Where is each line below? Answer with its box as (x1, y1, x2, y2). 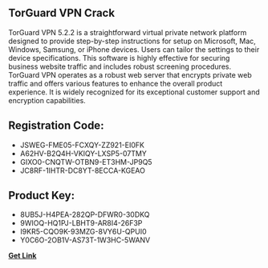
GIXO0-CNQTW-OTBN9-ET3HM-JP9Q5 (19, 157, 152, 166)
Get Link (8, 251, 37, 261)
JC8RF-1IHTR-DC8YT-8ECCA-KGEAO (19, 166, 146, 175)
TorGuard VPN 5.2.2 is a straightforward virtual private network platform (8, 27, 247, 37)
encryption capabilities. (8, 95, 86, 105)
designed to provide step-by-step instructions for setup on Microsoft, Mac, (8, 36, 257, 46)
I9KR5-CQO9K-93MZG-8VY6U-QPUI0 (19, 227, 147, 237)
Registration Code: (8, 119, 104, 133)
